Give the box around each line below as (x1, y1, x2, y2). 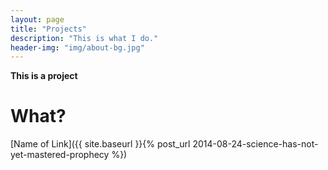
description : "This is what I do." (10, 33, 159, 43)
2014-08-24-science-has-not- (192, 138, 319, 150)
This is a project (10, 70, 78, 82)
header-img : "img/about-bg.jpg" (10, 42, 145, 53)
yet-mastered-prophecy (10, 149, 110, 161)
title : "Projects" (10, 24, 87, 34)
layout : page (10, 14, 65, 25)
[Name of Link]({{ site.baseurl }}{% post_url (10, 138, 191, 150)
